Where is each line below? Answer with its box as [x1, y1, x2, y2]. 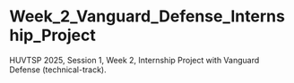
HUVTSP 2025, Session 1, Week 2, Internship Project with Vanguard [9, 54, 260, 65]
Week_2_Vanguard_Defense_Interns [9, 6, 285, 27]
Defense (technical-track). [9, 64, 107, 75]
